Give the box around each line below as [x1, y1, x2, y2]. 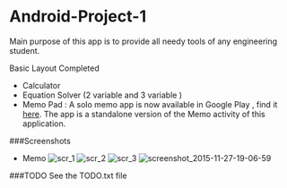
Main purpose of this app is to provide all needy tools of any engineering [9, 36, 278, 47]
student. [9, 45, 40, 56]
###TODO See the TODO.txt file [9, 170, 127, 181]
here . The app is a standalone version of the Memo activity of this [22, 108, 266, 119]
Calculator [22, 80, 61, 90]
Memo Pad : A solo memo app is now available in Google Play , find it [22, 98, 278, 109]
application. [22, 118, 66, 129]
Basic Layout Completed [9, 63, 100, 73]
